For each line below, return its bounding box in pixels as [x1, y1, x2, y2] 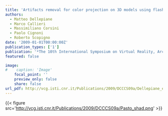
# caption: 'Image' [5, 67, 52, 72]
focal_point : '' [14, 72, 48, 77]
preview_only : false [14, 77, 57, 82]
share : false [14, 81, 41, 86]
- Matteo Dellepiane [9, 16, 52, 21]
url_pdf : [5, 86, 23, 91]
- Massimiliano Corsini [9, 26, 59, 31]
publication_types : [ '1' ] [5, 44, 59, 49]
